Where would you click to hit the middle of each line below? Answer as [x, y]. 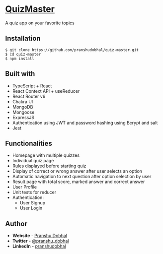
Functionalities [29, 143]
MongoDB [23, 107]
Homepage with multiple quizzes [46, 155]
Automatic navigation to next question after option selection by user [82, 177]
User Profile [25, 187]
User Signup [33, 203]
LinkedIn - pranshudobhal [39, 246]
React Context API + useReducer [46, 91]
